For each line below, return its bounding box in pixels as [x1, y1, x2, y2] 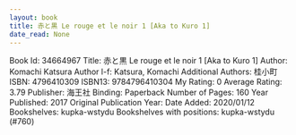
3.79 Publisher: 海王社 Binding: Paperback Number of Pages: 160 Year [9, 87, 269, 98]
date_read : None [9, 30, 70, 38]
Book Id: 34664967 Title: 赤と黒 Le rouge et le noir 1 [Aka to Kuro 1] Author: [9, 55, 288, 66]
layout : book [9, 13, 58, 22]
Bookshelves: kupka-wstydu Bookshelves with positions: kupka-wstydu [9, 106, 275, 117]
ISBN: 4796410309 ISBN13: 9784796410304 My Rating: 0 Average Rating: [9, 77, 283, 88]
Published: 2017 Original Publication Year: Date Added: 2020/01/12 [9, 97, 256, 108]
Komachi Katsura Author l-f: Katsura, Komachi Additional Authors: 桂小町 [9, 66, 278, 77]
